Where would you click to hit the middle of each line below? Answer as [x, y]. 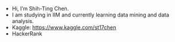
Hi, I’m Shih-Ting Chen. [40, 9]
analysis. [23, 21]
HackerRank [27, 34]
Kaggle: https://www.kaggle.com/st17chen [64, 27]
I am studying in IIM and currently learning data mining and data [90, 15]
